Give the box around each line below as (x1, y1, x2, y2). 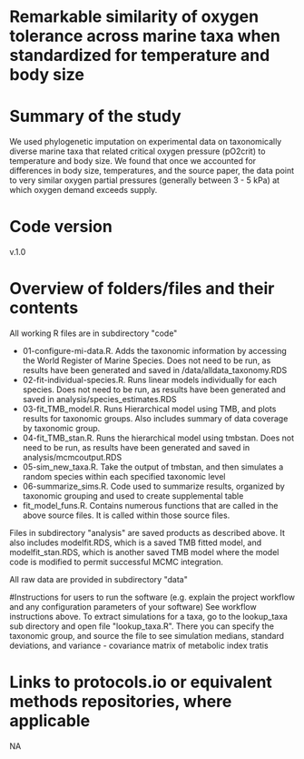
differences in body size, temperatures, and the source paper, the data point (9, 166, 295, 177)
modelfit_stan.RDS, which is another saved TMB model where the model (9, 547, 279, 557)
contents (9, 298, 79, 319)
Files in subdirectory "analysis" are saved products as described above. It (9, 528, 286, 538)
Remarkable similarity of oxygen (9, 6, 260, 27)
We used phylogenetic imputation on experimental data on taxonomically (9, 137, 282, 147)
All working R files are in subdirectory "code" (9, 328, 178, 339)
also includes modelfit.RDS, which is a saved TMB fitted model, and (9, 537, 262, 548)
